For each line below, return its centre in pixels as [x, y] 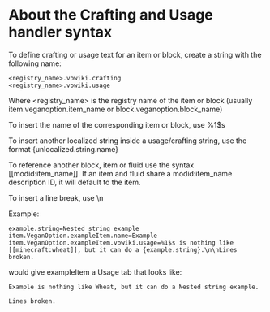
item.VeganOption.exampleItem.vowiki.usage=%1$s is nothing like [121, 243]
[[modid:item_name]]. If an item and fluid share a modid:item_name [120, 173]
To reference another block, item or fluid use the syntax [101, 165]
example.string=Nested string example [74, 228]
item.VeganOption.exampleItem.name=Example [83, 236]
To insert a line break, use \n [56, 197]
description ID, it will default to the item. [75, 182]
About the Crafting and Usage [111, 15]
